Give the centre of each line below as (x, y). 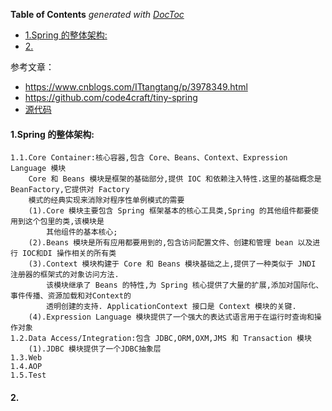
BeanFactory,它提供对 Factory (70, 190)
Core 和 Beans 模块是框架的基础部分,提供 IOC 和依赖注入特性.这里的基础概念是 (175, 179)
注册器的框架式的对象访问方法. (65, 275)
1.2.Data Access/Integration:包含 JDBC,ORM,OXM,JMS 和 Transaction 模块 (161, 339)
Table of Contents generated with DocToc (97, 14)
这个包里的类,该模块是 (64, 222)
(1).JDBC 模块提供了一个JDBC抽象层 (95, 349)
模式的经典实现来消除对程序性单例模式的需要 (106, 200)
